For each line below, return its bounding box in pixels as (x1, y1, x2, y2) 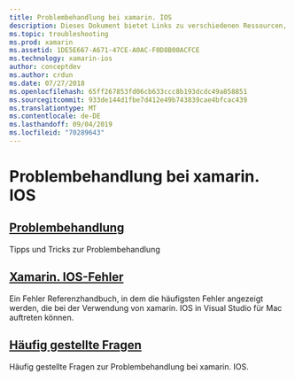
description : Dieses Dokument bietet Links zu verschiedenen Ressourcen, (9, 21, 288, 30)
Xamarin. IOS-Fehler (9, 269, 124, 284)
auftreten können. (9, 312, 74, 323)
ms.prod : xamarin (9, 37, 74, 47)
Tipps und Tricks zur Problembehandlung (9, 244, 161, 254)
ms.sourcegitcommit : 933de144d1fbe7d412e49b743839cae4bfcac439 (9, 95, 248, 105)
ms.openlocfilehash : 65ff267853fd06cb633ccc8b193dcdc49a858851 (9, 87, 248, 96)
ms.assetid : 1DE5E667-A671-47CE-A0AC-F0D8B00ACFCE (9, 46, 200, 55)
